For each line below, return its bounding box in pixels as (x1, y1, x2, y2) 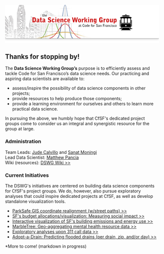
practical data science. (12, 106, 59, 112)
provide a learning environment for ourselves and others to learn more (12, 101, 154, 107)
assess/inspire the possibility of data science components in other (12, 85, 146, 91)
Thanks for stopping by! (5, 53, 80, 61)
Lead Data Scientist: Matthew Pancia (5, 154, 79, 160)
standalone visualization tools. (5, 198, 66, 205)
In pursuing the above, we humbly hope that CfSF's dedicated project (5, 115, 145, 122)
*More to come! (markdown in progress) (5, 243, 87, 249)
